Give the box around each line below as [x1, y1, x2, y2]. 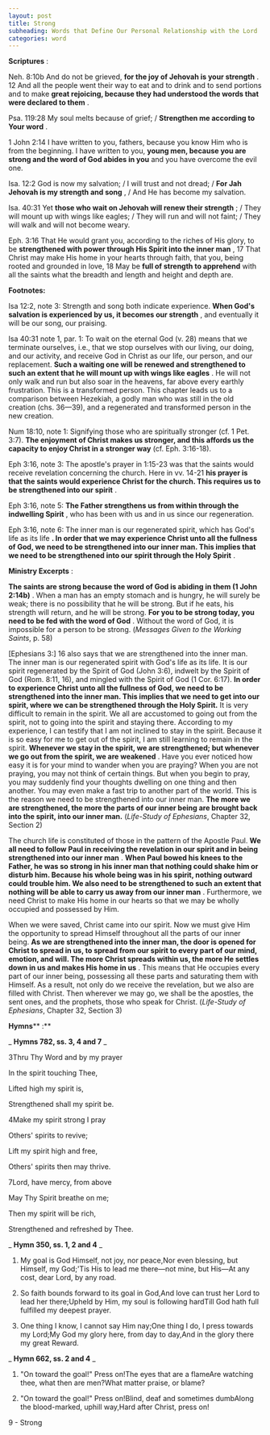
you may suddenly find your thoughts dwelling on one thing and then [8, 777, 237, 787]
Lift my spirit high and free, [8, 1146, 98, 1156]
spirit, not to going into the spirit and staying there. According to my [8, 717, 234, 727]
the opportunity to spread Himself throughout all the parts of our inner [8, 929, 241, 938]
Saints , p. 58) [8, 634, 53, 643]
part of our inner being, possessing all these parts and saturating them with [8, 971, 259, 981]
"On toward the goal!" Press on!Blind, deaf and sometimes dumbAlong [19, 1394, 254, 1404]
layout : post [8, 11, 52, 20]
